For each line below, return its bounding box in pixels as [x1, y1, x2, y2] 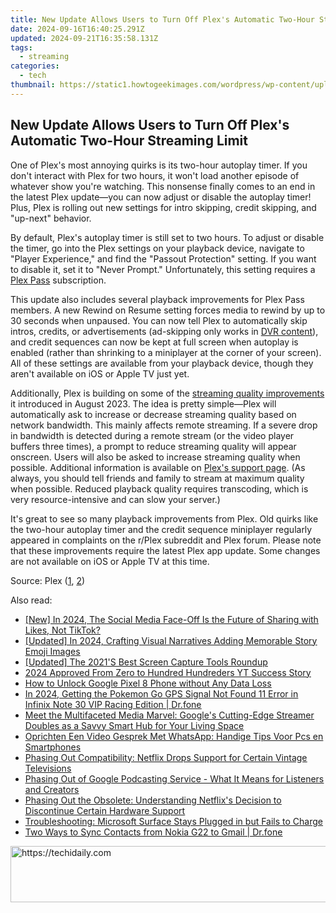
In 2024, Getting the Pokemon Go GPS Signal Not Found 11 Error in [24, 687, 299, 700]
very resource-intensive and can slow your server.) [10, 493, 221, 505]
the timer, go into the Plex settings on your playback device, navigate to [10, 242, 305, 254]
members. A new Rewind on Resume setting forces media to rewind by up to [10, 304, 326, 316]
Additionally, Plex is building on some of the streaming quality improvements [10, 387, 325, 399]
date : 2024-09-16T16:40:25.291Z [10, 24, 145, 34]
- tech [19, 71, 47, 81]
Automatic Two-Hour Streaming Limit [10, 132, 248, 150]
